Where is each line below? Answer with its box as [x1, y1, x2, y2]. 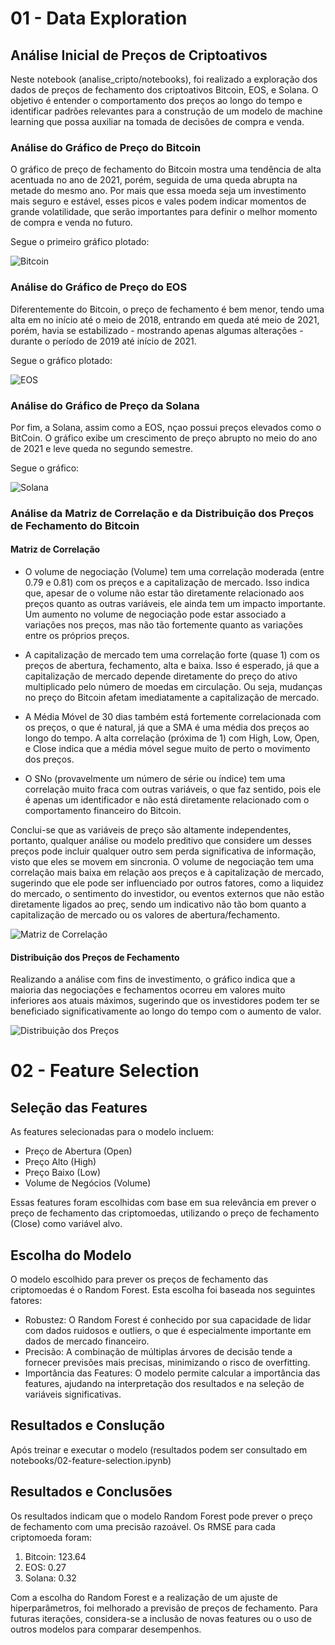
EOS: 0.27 [24, 1561, 67, 1573]
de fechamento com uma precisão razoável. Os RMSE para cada [10, 1520, 276, 1532]
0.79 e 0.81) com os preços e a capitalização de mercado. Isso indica [24, 577, 310, 589]
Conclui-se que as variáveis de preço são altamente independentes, [10, 824, 292, 836]
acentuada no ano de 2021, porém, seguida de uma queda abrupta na [10, 174, 298, 186]
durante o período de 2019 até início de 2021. [10, 335, 197, 347]
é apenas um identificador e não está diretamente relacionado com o [24, 794, 310, 806]
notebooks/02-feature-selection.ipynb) [10, 1454, 172, 1466]
